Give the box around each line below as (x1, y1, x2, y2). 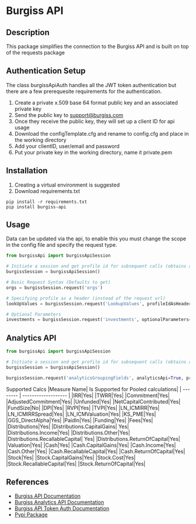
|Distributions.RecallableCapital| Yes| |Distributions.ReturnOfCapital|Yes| (6, 435, 181, 442)
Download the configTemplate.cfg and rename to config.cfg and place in (14, 130, 189, 137)
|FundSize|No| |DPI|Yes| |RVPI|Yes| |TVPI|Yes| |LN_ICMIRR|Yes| (6, 404, 160, 411)
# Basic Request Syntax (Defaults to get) (6, 280, 111, 285)
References (6, 477, 49, 487)
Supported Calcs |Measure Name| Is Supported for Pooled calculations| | (6, 385, 182, 392)
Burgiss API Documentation (14, 492, 80, 499)
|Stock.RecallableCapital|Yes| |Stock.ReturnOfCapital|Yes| (6, 460, 146, 467)
